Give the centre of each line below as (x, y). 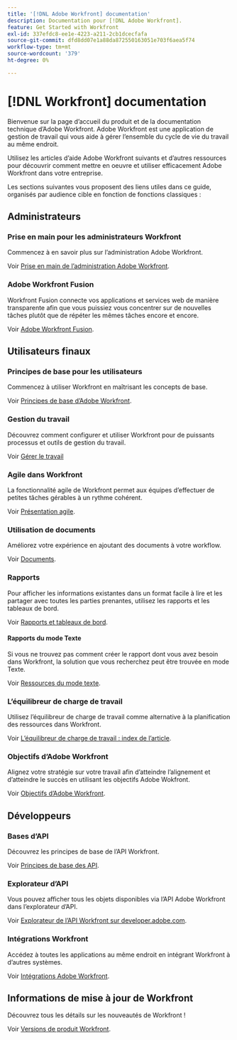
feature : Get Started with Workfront (63, 27)
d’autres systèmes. (35, 962)
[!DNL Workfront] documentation (107, 101)
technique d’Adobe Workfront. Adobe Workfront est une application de (111, 129)
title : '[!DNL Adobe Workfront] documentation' (79, 14)
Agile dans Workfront (45, 474)
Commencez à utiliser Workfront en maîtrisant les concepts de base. (108, 387)
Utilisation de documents (51, 529)
